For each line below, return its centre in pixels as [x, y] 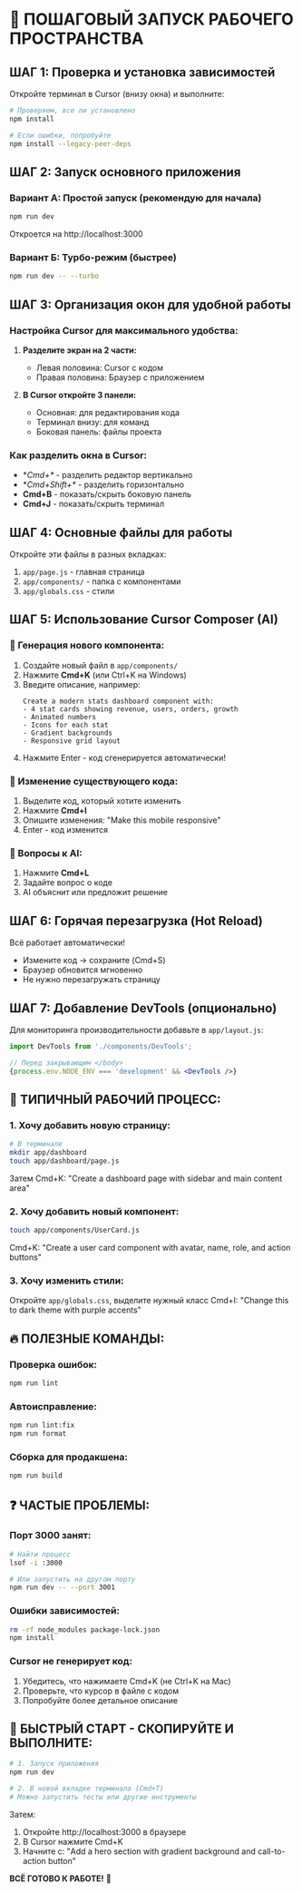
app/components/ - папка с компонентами [102, 581]
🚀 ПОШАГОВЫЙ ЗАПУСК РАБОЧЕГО [152, 20]
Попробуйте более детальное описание [100, 1700]
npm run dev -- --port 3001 [63, 1587]
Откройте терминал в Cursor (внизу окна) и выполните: [117, 94]
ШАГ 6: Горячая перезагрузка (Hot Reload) [136, 921]
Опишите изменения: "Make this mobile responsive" [122, 820]
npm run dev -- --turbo [54, 277]
